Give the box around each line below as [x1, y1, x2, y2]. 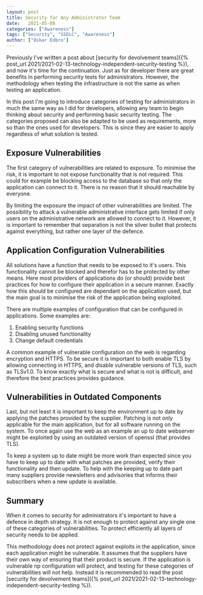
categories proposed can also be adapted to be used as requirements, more [6, 117, 196, 125]
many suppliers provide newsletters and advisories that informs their [6, 471, 178, 479]
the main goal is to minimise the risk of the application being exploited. [6, 293, 182, 301]
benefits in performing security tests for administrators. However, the [6, 74, 179, 80]
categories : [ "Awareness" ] [6, 26, 75, 32]
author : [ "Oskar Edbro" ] [6, 37, 69, 43]
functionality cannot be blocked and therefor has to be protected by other [6, 268, 190, 275]
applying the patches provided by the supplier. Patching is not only [6, 414, 173, 422]
